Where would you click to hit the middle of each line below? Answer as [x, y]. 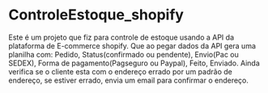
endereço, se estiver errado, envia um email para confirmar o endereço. [129, 80]
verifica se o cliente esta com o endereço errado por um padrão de [120, 71]
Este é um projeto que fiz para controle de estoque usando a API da [121, 37]
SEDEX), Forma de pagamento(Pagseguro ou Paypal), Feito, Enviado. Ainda [134, 63]
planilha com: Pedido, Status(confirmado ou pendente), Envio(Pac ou [123, 54]
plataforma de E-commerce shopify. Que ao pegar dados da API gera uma [132, 45]
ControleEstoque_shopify [96, 15]
